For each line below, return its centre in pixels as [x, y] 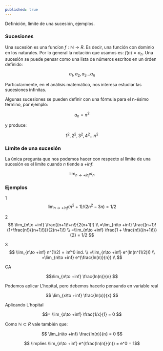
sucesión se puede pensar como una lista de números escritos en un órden [81, 59]
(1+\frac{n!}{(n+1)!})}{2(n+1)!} [37, 230]
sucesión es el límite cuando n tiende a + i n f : [49, 164]
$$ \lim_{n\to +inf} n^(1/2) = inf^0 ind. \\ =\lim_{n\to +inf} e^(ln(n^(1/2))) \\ [82, 252]
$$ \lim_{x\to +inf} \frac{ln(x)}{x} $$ [82, 295]
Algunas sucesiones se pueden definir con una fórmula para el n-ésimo [77, 99]
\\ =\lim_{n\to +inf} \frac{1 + [94, 230]
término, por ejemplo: [27, 104]
